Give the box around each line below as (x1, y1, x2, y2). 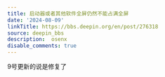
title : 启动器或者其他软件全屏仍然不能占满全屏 (7, 10, 129, 17)
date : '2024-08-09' (7, 17, 65, 24)
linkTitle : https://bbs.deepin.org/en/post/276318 (7, 23, 159, 30)
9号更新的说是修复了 (7, 62, 67, 70)
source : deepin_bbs (7, 29, 65, 37)
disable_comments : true (7, 42, 77, 49)
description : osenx (7, 36, 68, 43)
